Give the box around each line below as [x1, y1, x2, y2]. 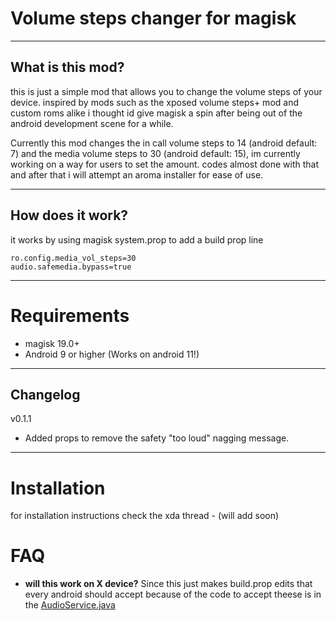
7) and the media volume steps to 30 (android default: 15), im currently [10, 147, 301, 159]
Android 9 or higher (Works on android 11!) [24, 348, 200, 360]
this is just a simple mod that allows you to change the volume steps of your [10, 85, 323, 97]
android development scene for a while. [10, 117, 174, 129]
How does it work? [10, 207, 129, 224]
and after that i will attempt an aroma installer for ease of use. [10, 168, 264, 181]
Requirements [10, 304, 130, 327]
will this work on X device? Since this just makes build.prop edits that [24, 578, 313, 590]
